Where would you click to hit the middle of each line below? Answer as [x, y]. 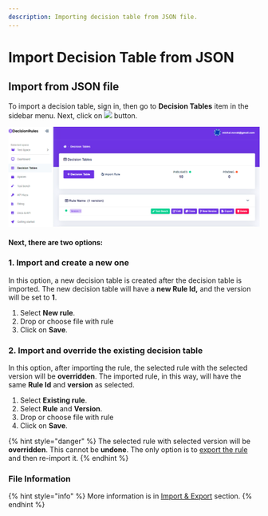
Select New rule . [47, 312]
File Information [39, 479]
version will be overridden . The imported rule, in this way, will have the [125, 376]
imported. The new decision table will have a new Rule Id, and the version [130, 288]
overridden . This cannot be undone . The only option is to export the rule [128, 450]
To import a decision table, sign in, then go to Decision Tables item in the [128, 106]
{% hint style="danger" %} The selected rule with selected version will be [130, 441]
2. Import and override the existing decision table [106, 350]
